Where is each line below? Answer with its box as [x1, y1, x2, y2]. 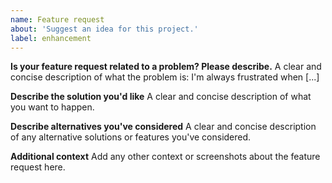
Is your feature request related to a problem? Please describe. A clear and [10, 61, 322, 73]
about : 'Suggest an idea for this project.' [10, 24, 199, 34]
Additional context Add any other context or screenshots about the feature [10, 151, 321, 163]
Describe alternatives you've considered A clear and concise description [10, 121, 317, 133]
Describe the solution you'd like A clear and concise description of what [10, 91, 312, 103]
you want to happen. [10, 101, 95, 113]
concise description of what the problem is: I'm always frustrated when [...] [10, 71, 320, 83]
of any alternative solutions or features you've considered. [10, 131, 252, 143]
